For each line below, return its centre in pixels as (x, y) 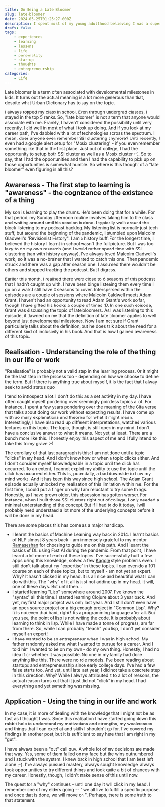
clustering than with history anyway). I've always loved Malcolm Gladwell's (81, 254)
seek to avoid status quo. (31, 387)
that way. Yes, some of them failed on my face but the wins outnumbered (79, 754)
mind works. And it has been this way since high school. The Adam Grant (79, 479)
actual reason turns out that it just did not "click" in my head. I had (79, 681)
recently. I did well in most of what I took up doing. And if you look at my (78, 128)
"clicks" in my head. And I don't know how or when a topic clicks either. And (82, 458)
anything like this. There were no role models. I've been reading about (83, 660)
